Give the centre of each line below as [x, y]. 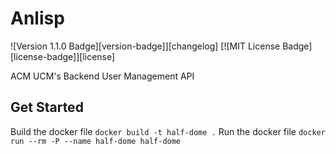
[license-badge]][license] [63, 56]
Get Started [47, 107]
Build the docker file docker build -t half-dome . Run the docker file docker [168, 131]
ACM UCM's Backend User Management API [102, 76]
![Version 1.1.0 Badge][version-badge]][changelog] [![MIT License [145, 46]
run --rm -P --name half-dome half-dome [96, 141]
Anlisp [37, 18]
